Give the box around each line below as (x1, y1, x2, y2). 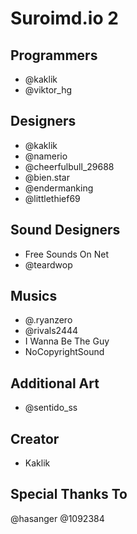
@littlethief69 (24, 192, 81, 204)
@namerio (24, 150, 68, 162)
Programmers (10, 47, 98, 64)
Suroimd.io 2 (10, 7, 119, 30)
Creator (10, 430, 60, 447)
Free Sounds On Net (24, 248, 109, 260)
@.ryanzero (24, 314, 73, 326)
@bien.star (24, 171, 70, 183)
